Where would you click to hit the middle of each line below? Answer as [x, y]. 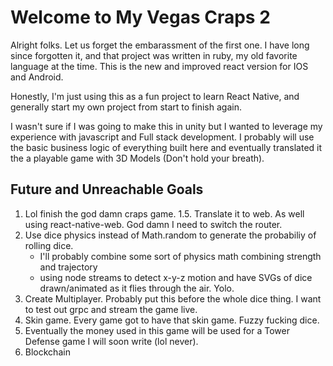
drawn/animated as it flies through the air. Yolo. [137, 288]
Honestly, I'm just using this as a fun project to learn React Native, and [155, 96]
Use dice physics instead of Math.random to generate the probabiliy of [170, 235]
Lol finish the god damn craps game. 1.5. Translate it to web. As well [164, 213]
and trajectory [68, 267]
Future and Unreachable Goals [107, 189]
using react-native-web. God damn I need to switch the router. [153, 224]
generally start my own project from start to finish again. [126, 107]
